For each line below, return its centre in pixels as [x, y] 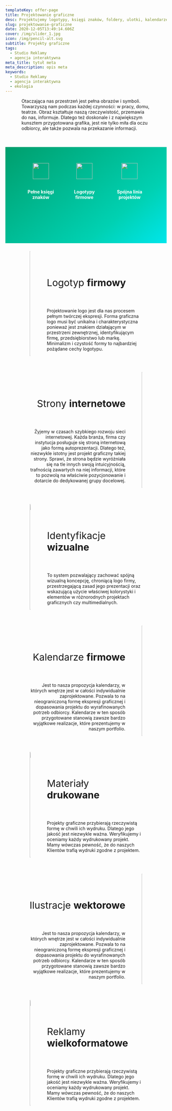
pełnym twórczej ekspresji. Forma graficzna [93, 316]
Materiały [68, 784]
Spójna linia [130, 192]
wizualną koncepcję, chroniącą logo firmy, [92, 581]
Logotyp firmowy [87, 283]
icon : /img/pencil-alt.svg [34, 39]
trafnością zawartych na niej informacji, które [78, 470]
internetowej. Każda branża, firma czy [85, 437]
